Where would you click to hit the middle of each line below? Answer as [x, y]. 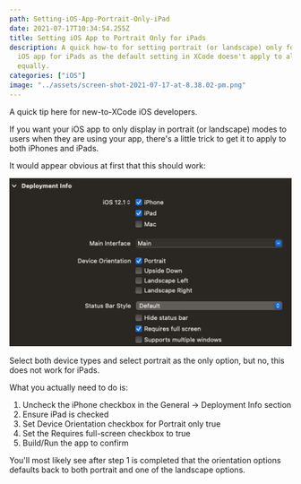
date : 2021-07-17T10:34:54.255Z [69, 28]
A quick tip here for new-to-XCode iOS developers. [103, 111]
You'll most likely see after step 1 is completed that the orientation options [145, 461]
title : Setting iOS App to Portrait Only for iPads [107, 38]
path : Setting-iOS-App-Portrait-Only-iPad [90, 19]
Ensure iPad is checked [65, 415]
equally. [34, 66]
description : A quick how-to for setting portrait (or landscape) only [146, 48]
